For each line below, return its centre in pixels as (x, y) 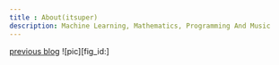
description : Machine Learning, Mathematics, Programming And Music (140, 26)
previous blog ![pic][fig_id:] (59, 51)
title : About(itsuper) (54, 17)
